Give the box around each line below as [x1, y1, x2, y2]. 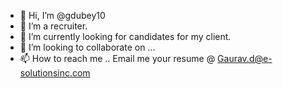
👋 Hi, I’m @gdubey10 [19, 10, 106, 21]
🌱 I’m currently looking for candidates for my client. [19, 31, 232, 42]
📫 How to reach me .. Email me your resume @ [19, 53, 216, 64]
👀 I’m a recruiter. [19, 20, 88, 32]
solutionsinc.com [19, 67, 91, 79]
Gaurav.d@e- [217, 53, 273, 64]
